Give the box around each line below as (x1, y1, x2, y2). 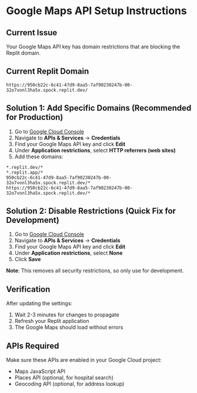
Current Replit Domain (6, 66, 89, 76)
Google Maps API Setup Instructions (6, 4, 187, 18)
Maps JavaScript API (14, 368, 66, 375)
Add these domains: (14, 153, 64, 160)
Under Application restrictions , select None (14, 249, 123, 257)
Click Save (14, 256, 41, 263)
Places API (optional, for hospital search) (14, 374, 113, 381)
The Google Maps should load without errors (14, 324, 123, 331)
